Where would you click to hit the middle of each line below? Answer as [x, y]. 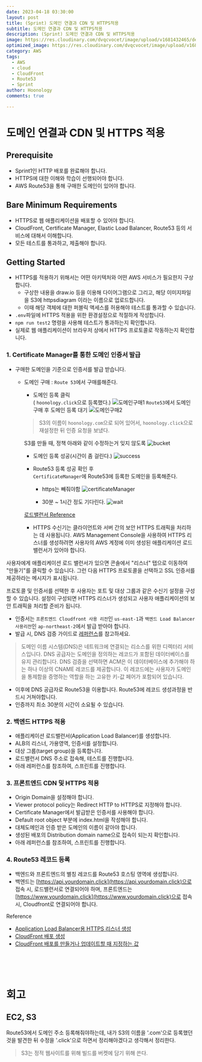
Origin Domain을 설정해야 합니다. [54, 797]
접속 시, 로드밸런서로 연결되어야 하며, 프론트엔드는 [73, 889]
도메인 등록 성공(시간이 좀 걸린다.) [72, 456]
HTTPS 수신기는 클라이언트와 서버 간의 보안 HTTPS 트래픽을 [104, 527]
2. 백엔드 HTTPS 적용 [36, 721]
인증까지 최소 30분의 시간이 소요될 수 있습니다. [69, 704]
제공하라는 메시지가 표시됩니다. [43, 578]
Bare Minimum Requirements [62, 205]
